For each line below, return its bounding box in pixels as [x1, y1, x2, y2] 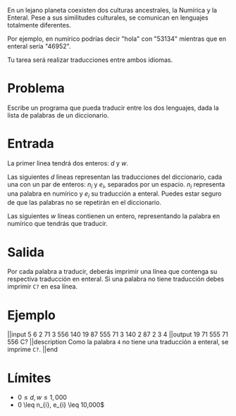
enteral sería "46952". [7, 42, 71, 50]
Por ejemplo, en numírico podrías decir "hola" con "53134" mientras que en [7, 34, 227, 43]
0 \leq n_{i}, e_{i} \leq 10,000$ [17, 401, 104, 409]
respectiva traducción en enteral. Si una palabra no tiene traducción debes [7, 275, 224, 284]
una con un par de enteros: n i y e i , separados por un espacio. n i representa [7, 179, 225, 190]
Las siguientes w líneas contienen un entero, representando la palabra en [7, 212, 221, 220]
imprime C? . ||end [7, 345, 58, 354]
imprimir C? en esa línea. [7, 282, 78, 291]
